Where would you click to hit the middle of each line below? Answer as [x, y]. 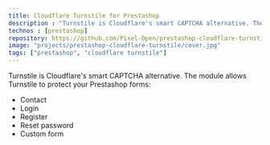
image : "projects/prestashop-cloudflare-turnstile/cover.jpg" [115, 46]
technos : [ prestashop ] [48, 30]
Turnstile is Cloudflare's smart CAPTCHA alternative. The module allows [127, 76]
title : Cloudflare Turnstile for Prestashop [84, 16]
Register [34, 117]
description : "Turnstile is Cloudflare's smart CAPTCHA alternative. [129, 23]
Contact [33, 100]
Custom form [42, 134]
